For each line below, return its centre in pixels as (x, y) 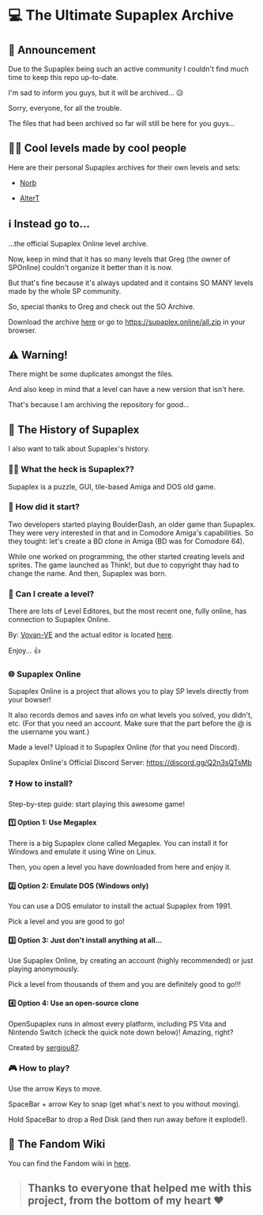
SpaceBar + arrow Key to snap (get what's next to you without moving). (124, 1104)
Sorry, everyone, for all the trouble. (65, 108)
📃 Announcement (52, 50)
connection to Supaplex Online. (59, 619)
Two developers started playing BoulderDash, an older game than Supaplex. (132, 524)
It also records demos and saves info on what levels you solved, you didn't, (130, 715)
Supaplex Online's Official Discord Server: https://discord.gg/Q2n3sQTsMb (130, 763)
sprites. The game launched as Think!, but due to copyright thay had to (124, 565)
